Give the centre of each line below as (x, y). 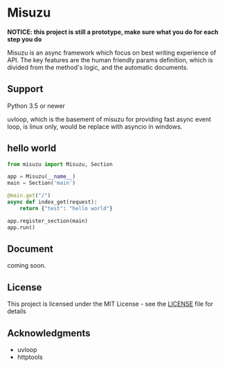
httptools (30, 357)
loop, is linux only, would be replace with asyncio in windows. (95, 127)
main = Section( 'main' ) (42, 183)
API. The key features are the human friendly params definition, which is (110, 59)
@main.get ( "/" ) (29, 196)
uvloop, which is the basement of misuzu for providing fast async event (109, 119)
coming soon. (27, 266)
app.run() (21, 227)
